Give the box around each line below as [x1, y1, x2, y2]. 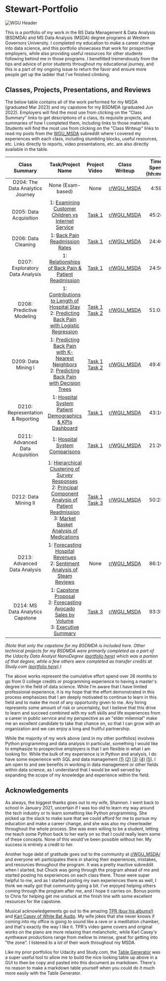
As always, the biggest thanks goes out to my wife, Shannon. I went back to [5, 800, 159, 805]
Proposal [54, 592, 76, 599]
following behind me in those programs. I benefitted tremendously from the [5, 55, 158, 61]
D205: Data [11, 208, 39, 215]
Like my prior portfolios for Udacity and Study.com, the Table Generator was [5, 949, 161, 955]
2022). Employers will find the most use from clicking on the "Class [5, 109, 142, 115]
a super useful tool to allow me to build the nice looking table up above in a [5, 954, 158, 960]
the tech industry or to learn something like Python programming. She [5, 810, 147, 816]
